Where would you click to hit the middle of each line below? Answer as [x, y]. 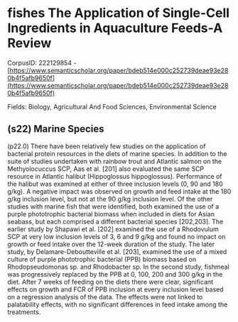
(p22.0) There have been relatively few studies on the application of [107, 146]
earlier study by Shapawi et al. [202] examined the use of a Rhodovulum [113, 229]
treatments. [24, 312]
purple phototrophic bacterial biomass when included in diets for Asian [111, 213]
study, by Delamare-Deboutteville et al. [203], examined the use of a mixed [117, 251]
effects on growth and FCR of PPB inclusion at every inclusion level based [115, 289]
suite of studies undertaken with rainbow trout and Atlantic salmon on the [115, 161]
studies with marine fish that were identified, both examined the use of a [113, 206]
